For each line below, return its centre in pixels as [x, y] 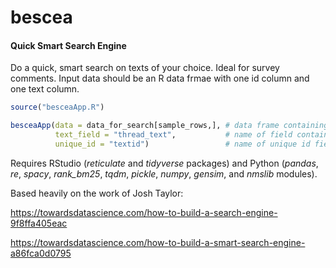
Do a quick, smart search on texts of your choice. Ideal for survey [145, 68]
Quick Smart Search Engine [68, 45]
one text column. [45, 89]
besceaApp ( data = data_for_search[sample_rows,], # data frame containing [169, 126]
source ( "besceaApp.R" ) [57, 107]
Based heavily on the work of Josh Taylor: [97, 193]
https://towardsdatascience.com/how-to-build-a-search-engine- [144, 212]
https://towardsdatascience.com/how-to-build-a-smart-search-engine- [158, 242]
